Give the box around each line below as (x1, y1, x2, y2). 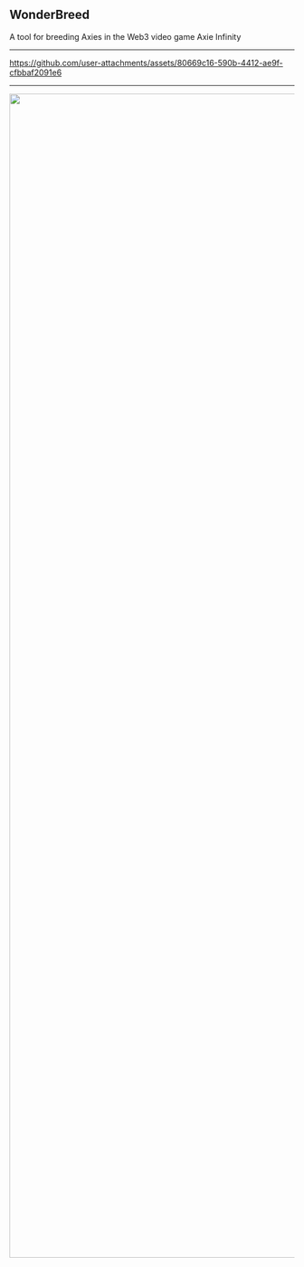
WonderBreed (9, 7, 90, 23)
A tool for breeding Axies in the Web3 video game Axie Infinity (9, 31, 242, 42)
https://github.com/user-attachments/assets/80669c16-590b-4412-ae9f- (9, 57, 283, 68)
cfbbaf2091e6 (9, 67, 62, 78)
